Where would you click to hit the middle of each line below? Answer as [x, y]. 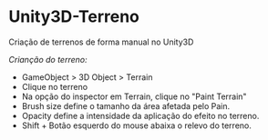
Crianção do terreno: [48, 59]
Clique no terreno [55, 86]
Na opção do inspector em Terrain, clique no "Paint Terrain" [134, 96]
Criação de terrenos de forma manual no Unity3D [101, 42]
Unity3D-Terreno [74, 17]
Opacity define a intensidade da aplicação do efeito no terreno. [140, 115]
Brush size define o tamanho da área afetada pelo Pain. [126, 105]
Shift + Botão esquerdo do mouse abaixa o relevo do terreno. [137, 125]
